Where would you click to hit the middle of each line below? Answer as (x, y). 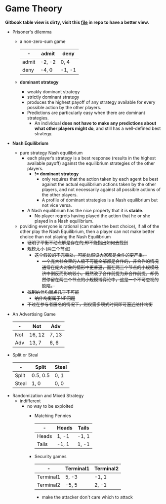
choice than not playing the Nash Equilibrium (65, 236)
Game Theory (34, 9)
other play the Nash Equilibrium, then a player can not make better (87, 231)
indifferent (30, 401)
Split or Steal (25, 355)
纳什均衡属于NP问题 (55, 298)
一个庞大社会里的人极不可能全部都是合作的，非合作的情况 (100, 261)
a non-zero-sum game (42, 41)
